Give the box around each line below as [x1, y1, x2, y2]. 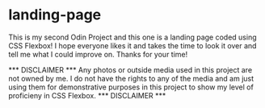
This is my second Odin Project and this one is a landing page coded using [8, 32, 257, 42]
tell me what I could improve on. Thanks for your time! [8, 49, 188, 59]
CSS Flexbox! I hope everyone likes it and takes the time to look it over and [8, 40, 257, 50]
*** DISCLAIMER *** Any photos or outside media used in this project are [8, 64, 253, 74]
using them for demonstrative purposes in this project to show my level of [8, 82, 254, 92]
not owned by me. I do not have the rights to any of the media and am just [8, 73, 254, 83]
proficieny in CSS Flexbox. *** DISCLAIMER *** [8, 90, 166, 100]
